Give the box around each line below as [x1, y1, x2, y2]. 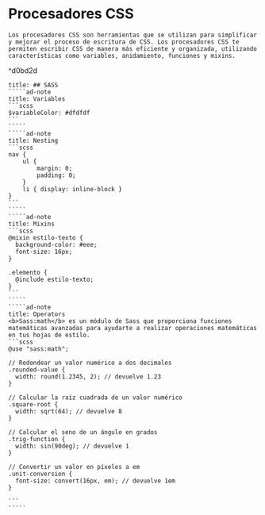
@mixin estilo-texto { [8, 233, 83, 242]
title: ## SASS [8, 81, 59, 89]
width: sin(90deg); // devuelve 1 [15, 442, 129, 450]
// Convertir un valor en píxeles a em [8, 463, 140, 471]
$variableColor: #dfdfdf [8, 109, 90, 117]
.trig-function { [8, 435, 66, 443]
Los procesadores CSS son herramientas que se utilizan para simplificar [8, 31, 258, 39]
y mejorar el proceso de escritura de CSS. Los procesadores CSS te [8, 37, 240, 46]
